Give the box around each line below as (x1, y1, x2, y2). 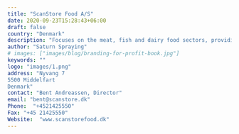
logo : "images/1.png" (7, 63, 72, 70)
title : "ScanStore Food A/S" (7, 10, 94, 18)
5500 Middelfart (7, 76, 55, 84)
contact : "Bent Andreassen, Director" (7, 89, 122, 96)
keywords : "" (7, 57, 46, 64)
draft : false (7, 23, 46, 30)
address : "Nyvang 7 (7, 69, 65, 77)
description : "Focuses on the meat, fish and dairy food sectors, (7, 37, 208, 44)
